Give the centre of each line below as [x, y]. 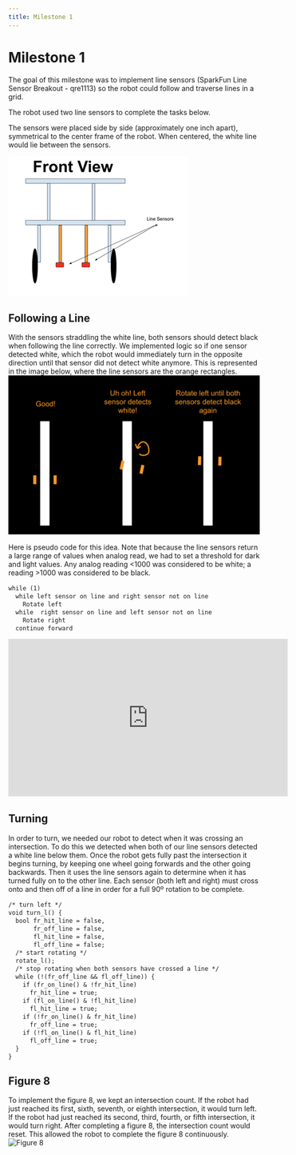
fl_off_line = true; [63, 1041]
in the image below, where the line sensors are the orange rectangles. [123, 371]
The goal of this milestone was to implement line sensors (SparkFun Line [128, 79]
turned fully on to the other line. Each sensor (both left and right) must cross [134, 881]
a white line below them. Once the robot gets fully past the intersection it [128, 855]
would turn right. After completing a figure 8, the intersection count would [129, 1126]
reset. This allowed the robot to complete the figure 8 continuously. [119, 1134]
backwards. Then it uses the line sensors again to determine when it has [127, 872]
